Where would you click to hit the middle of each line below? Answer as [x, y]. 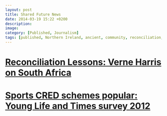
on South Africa [38, 73]
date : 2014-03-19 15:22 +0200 [37, 19]
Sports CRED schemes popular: [71, 96]
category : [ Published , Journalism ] [42, 33]
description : [19, 24]
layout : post [19, 10]
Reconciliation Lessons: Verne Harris [83, 62]
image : [12, 28]
